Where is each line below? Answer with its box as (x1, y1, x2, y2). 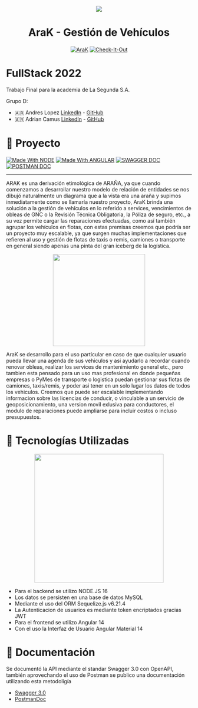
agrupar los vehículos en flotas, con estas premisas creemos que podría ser (6, 224, 191, 231)
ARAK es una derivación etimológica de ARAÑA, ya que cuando (6, 180, 161, 187)
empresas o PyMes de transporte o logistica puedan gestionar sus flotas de (6, 376, 190, 383)
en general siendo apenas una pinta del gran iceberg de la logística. (6, 242, 171, 250)
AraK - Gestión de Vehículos (28, 26, 170, 39)
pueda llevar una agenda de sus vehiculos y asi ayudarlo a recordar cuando (6, 357, 190, 365)
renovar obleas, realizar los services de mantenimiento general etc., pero (6, 363, 184, 370)
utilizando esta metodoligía (6, 678, 72, 685)
